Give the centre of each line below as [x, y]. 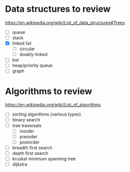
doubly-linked [33, 55]
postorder [29, 142]
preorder [28, 137]
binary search [26, 120]
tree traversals [27, 125]
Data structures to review [58, 9]
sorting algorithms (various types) [46, 115]
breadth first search [32, 147]
